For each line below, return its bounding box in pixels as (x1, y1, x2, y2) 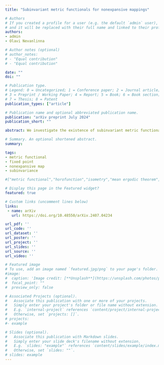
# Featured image (5, 262, 41, 267)
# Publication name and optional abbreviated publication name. (5, 110, 139, 115)
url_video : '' (5, 253, 34, 259)
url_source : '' (5, 249, 36, 254)
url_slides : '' (5, 244, 36, 249)
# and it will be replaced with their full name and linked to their (5, 25, 150, 30)
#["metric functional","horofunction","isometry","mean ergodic (5, 177, 139, 182)
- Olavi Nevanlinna (5, 39, 45, 44)
